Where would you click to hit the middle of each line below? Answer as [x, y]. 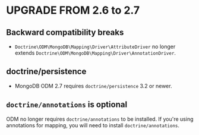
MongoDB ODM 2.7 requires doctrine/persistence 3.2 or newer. [93, 86]
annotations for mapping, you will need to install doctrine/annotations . [93, 125]
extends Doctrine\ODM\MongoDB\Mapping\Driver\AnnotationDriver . [95, 53]
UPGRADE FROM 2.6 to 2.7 [73, 10]
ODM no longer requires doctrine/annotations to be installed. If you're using [100, 119]
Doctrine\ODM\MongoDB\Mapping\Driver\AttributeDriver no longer [95, 46]
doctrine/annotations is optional [67, 105]
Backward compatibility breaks [65, 32]
